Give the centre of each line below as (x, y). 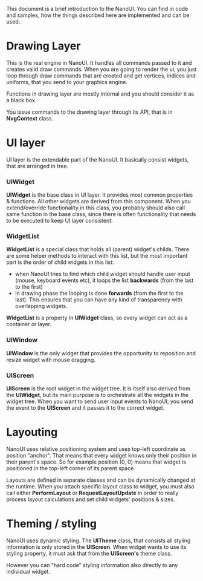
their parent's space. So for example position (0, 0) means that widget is (96, 462)
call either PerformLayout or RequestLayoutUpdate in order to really (92, 493)
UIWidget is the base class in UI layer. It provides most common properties (100, 195)
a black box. (21, 100)
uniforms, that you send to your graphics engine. (67, 82)
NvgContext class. (30, 118)
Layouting (32, 432)
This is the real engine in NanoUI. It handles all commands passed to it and (99, 62)
